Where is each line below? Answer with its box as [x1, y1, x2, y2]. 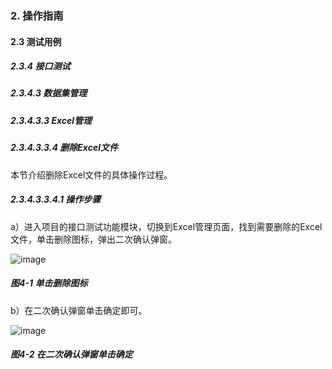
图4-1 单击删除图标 [10, 277, 88, 289]
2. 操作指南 [10, 8, 64, 22]
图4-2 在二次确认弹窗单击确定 [10, 348, 133, 361]
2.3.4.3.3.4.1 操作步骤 [10, 193, 102, 206]
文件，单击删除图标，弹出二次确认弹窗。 [10, 233, 177, 245]
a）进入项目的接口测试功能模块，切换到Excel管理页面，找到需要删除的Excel [10, 220, 323, 232]
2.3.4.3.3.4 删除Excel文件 [10, 142, 118, 154]
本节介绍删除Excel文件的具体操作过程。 [10, 168, 173, 181]
